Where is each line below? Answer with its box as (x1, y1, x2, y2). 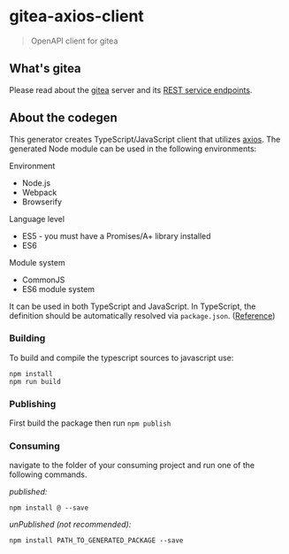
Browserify (21, 196, 62, 207)
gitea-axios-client (9, 6, 144, 27)
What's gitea (9, 61, 81, 76)
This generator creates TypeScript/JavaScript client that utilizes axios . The (9, 134, 281, 144)
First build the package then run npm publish (9, 418, 171, 428)
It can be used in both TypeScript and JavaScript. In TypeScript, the (9, 301, 256, 312)
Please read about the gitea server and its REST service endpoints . (9, 84, 253, 95)
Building (9, 332, 46, 344)
